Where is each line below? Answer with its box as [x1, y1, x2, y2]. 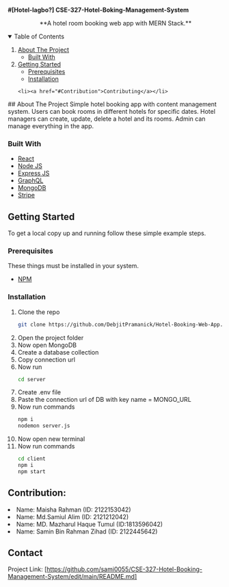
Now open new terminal [17, 435, 85, 443]
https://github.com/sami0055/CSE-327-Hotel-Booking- [46, 565, 202, 573]
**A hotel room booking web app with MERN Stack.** [39, 19, 192, 27]
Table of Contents [14, 32, 64, 40]
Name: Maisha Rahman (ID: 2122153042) [16, 505, 132, 514]
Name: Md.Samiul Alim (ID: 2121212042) [16, 512, 129, 520]
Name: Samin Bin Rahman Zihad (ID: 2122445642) [16, 527, 158, 536]
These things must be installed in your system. [8, 262, 139, 270]
